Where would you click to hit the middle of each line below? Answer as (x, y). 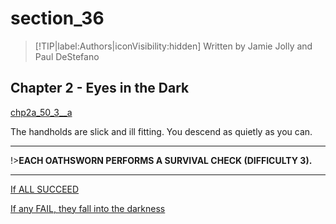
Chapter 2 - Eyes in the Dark (100, 88)
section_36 (57, 18)
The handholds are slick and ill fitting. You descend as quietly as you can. (161, 131)
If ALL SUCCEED (45, 189)
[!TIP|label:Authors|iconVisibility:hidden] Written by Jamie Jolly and (173, 46)
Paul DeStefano (67, 56)
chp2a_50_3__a (41, 112)
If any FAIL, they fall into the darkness (88, 208)
